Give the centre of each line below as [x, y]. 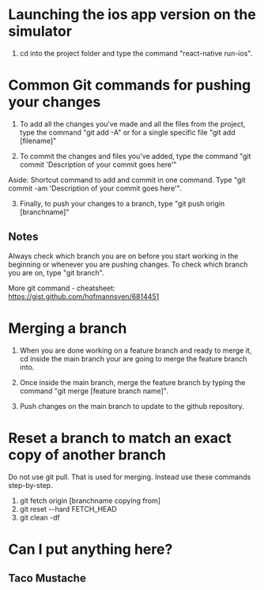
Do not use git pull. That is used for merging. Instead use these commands [130, 477]
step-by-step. [30, 485]
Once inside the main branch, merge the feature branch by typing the [132, 382]
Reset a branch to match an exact [120, 438]
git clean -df [40, 517]
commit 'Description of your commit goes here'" [98, 165]
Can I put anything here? [91, 549]
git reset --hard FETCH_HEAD [68, 509]
